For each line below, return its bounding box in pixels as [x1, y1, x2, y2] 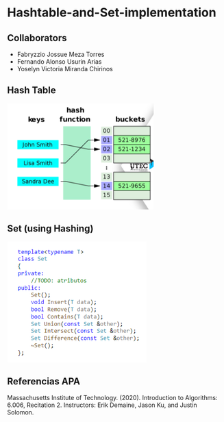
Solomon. [7, 408, 34, 417]
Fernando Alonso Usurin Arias [16, 58, 102, 66]
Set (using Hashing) [7, 223, 94, 234]
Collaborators [7, 32, 67, 44]
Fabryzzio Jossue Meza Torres [16, 50, 105, 58]
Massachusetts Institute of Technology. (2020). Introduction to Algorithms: [7, 394, 218, 402]
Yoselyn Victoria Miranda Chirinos [16, 65, 113, 73]
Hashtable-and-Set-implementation [7, 5, 217, 21]
